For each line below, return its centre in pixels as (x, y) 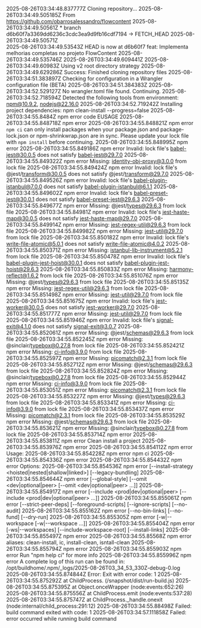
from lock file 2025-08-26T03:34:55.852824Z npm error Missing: (87, 371)
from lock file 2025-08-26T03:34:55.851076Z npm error (109, 275)
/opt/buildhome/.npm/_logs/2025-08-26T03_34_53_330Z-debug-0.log (93, 568)
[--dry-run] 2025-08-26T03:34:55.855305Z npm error (88, 517)
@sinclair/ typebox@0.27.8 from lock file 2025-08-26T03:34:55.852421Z (95, 345)
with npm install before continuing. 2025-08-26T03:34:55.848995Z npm (97, 142)
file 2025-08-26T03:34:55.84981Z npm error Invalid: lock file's (84, 212)
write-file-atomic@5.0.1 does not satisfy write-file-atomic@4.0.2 (85, 244)
